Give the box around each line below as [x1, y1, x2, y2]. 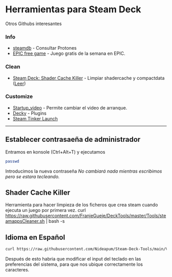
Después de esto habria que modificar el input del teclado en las [5, 256, 142, 262]
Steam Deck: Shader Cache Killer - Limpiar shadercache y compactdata [12, 75, 165, 81]
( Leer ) [12, 80, 26, 87]
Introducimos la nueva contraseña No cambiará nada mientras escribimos [5, 168, 162, 174]
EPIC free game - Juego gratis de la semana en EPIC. [12, 50, 125, 57]
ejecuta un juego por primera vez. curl [5, 207, 86, 214]
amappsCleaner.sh [5, 218, 45, 224]
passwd [5, 159, 19, 164]
